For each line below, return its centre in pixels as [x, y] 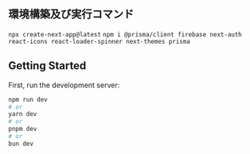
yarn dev [23, 114]
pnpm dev [23, 129]
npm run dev [28, 99]
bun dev [21, 144]
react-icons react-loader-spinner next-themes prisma [100, 41]
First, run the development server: [64, 85]
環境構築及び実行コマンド [71, 14]
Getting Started [47, 66]
